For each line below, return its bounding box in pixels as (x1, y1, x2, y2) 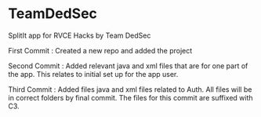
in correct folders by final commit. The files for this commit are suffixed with (8, 93, 253, 102)
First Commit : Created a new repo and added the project (8, 46, 193, 55)
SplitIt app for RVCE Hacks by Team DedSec (8, 31, 151, 40)
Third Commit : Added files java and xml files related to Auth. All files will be (8, 84, 252, 94)
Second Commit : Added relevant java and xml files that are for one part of (8, 60, 248, 71)
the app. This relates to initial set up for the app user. (8, 69, 179, 79)
